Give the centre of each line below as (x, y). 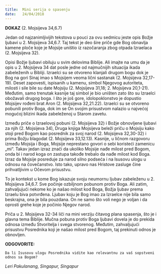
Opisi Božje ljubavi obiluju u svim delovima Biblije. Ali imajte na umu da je (77, 62)
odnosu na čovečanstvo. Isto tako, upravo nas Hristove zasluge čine (73, 164)
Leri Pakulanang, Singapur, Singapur (42, 266)
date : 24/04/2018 (25, 14)
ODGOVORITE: (20, 244)
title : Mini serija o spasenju (37, 9)
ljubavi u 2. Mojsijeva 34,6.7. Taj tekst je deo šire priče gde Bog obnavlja (77, 42)
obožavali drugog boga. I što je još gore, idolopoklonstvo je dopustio (73, 98)
